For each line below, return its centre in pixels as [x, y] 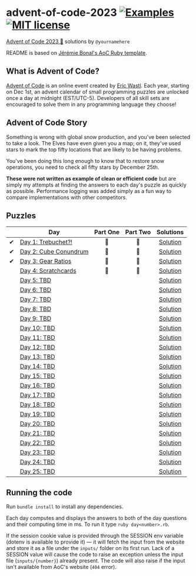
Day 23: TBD [37, 452]
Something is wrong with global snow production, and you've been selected [98, 137]
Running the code [39, 492]
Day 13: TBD [37, 357]
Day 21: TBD [37, 434]
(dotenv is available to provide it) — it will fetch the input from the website [95, 542]
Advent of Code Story [47, 123]
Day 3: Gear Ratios [46, 261]
